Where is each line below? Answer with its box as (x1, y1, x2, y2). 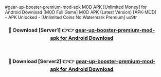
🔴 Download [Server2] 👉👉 (8, 58, 75, 65)
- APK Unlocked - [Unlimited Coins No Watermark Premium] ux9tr (5, 15, 137, 20)
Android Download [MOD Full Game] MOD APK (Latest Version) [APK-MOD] (5, 9, 157, 15)
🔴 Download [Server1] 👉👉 (8, 27, 74, 33)
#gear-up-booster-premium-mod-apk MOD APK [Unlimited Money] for (5, 4, 147, 10)
